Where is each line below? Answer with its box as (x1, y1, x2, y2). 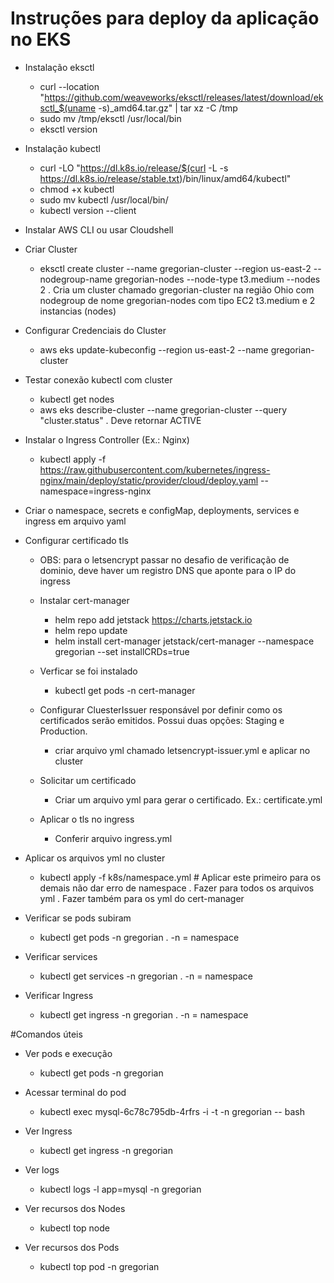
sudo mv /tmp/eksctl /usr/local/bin (39, 112, 182, 124)
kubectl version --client (39, 204, 137, 216)
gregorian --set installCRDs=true (54, 645, 190, 657)
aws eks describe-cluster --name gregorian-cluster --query (39, 403, 288, 416)
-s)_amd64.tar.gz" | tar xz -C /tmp (98, 102, 238, 114)
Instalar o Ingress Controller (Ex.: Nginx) (24, 433, 190, 446)
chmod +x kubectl (39, 183, 115, 195)
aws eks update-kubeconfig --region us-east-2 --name (39, 343, 269, 356)
